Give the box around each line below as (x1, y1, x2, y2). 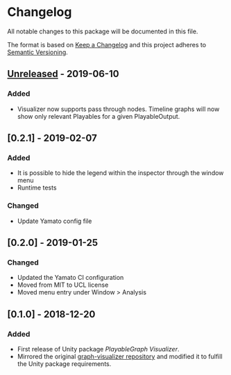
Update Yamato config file (17, 217, 92, 225)
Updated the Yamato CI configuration (17, 274, 124, 282)
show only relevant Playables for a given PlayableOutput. (17, 112, 180, 120)
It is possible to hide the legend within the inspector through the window (17, 169, 224, 177)
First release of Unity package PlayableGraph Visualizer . (17, 344, 180, 353)
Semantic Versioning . (7, 48, 68, 56)
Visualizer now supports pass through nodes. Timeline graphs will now (17, 105, 220, 113)
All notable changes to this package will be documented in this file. (7, 27, 198, 35)
